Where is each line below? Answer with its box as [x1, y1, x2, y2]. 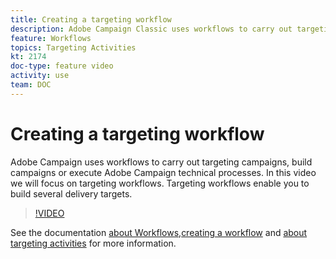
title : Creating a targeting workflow [10, 14, 172, 25]
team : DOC [10, 80, 52, 90]
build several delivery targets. [10, 187, 133, 200]
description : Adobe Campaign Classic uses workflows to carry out [10, 24, 293, 34]
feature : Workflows [10, 33, 92, 43]
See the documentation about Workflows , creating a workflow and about [10, 226, 308, 238]
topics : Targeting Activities [10, 42, 137, 53]
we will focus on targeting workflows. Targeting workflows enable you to [10, 177, 310, 189]
